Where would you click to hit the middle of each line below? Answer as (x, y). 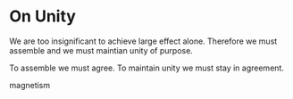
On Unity (42, 16)
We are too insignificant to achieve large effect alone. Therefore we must (143, 41)
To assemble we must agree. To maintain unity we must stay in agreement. (146, 68)
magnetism (30, 85)
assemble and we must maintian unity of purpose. (101, 50)
